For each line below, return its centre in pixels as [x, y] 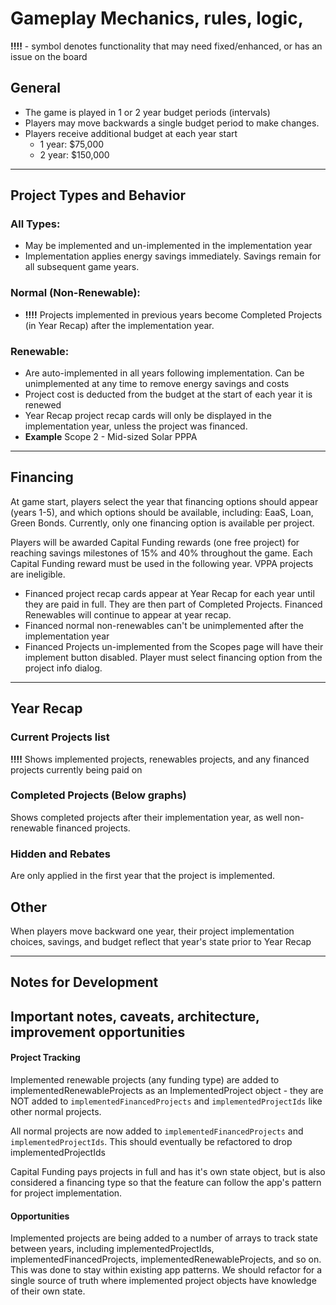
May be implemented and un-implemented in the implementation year [168, 246]
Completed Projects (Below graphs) [98, 795]
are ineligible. [38, 574]
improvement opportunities [98, 1032]
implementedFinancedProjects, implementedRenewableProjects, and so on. [166, 1259]
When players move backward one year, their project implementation [152, 931]
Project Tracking [45, 1058]
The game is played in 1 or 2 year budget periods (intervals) [147, 112]
